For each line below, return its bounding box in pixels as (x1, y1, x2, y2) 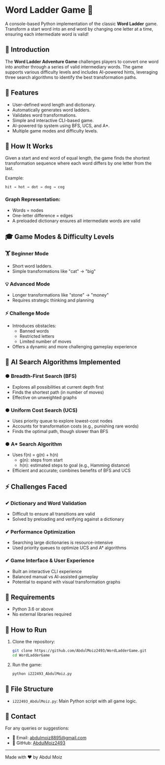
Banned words (19, 328, 49, 334)
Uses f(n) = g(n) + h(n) (12, 452, 58, 458)
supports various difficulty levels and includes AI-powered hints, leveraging (5, 69, 158, 75)
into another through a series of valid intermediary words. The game (5, 64, 143, 69)
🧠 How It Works (5, 142, 53, 150)
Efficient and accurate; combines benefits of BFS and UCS (12, 467, 131, 473)
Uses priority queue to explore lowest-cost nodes (12, 418, 113, 424)
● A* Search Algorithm (5, 440, 62, 447)
